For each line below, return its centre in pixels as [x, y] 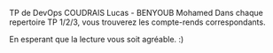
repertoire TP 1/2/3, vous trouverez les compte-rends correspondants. [137, 22]
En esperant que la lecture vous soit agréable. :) [97, 39]
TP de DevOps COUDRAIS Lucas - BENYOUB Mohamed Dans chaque [136, 13]
